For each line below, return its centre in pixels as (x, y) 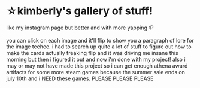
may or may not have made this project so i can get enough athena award (97, 66)
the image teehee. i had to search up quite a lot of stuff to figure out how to (99, 47)
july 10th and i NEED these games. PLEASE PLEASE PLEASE (80, 78)
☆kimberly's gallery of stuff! (80, 11)
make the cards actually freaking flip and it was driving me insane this (92, 53)
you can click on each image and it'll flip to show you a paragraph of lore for (100, 40)
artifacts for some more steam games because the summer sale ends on (96, 72)
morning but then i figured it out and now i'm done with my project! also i (96, 59)
